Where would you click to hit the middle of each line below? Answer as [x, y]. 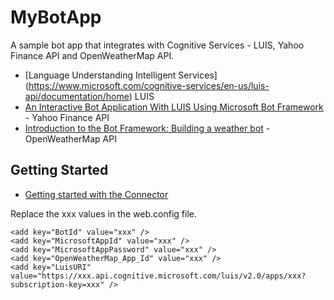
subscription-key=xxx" [57, 284]
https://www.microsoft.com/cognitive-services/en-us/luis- [149, 85]
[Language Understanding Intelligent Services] [121, 75]
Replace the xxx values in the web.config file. [103, 213]
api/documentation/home [77, 96]
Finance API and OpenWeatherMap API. [92, 55]
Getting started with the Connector [96, 194]
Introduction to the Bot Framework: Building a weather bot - [147, 128]
